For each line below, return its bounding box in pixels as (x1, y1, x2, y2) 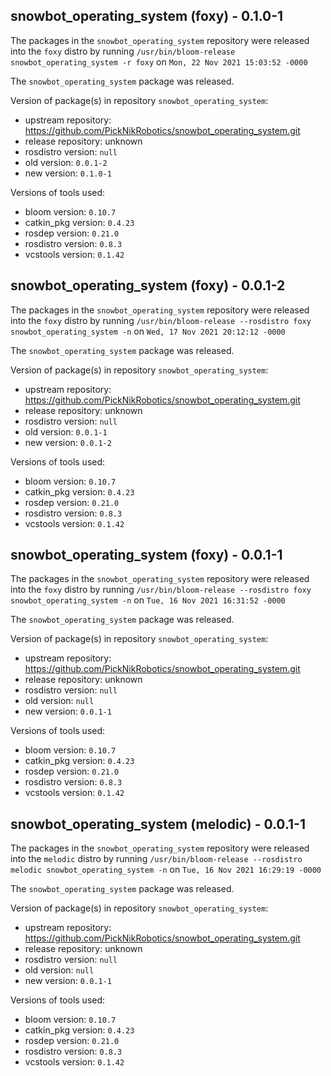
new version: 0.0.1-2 (24, 436, 112, 448)
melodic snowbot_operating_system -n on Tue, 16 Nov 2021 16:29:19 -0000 (10, 864, 322, 876)
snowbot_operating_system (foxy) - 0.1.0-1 (10, 8, 284, 25)
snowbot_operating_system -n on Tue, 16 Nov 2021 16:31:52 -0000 (10, 594, 286, 606)
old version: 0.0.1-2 (24, 156, 108, 168)
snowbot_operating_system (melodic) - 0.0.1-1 (10, 815, 306, 833)
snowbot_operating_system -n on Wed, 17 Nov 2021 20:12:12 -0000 (10, 325, 286, 337)
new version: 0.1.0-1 (24, 167, 112, 179)
